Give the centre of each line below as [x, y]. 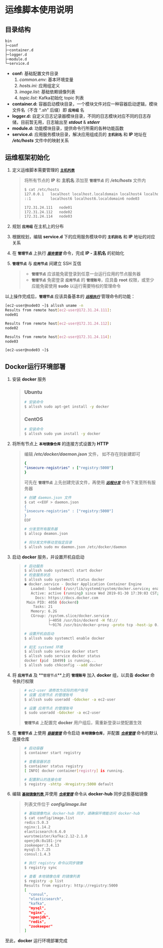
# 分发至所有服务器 [41, 529]
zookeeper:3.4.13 [42, 845]
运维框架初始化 [27, 157]
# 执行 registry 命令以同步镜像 [54, 863]
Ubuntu [33, 392]
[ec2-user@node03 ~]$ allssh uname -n [44, 306]
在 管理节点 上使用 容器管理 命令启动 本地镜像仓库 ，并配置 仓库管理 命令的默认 [85, 733]
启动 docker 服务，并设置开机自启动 [48, 557]
